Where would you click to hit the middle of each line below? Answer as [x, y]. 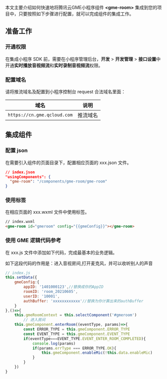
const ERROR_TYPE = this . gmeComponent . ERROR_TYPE [77, 329]
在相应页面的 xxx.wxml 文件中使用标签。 [47, 212]
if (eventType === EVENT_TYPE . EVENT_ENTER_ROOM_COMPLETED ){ [85, 338]
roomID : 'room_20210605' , [51, 292]
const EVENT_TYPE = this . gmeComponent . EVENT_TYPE [77, 334]
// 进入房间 [34, 320]
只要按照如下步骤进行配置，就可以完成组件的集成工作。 [76, 14]
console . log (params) [54, 344]
